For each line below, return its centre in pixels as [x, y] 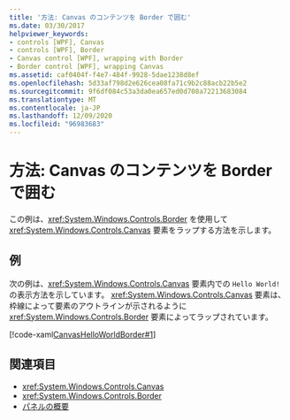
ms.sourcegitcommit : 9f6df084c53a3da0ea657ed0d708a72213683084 [128, 91]
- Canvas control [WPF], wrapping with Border [96, 58]
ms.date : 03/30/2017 [47, 26]
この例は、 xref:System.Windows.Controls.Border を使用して [118, 218]
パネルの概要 [45, 406]
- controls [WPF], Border [57, 50]
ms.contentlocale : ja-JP [55, 108]
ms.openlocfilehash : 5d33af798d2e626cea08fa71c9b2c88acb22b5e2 [128, 83]
